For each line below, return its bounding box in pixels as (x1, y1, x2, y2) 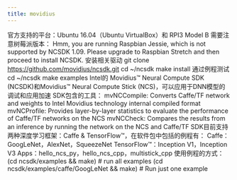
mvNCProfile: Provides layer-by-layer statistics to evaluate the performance (7, 107, 229, 115)
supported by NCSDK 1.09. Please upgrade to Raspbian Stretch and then (7, 47, 220, 56)
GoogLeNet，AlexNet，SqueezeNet (7, 140, 112, 148)
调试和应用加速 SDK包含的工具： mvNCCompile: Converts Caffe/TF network (7, 91, 231, 100)
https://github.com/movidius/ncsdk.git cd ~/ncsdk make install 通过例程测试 (7, 64, 230, 73)
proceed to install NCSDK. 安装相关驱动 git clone (7, 56, 150, 64)
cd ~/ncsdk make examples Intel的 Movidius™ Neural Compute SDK (7, 73, 204, 82)
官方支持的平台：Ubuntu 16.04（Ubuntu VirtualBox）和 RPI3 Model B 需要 (7, 30, 224, 39)
